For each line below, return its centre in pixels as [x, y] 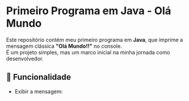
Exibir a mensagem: [39, 91]
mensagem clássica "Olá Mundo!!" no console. [64, 46]
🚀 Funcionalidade [39, 77]
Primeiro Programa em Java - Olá [89, 11]
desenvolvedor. [25, 58]
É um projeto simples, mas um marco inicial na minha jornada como [88, 52]
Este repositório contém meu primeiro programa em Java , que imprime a [94, 40]
